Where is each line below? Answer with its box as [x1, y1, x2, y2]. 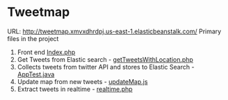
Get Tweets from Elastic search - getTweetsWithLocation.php [17, 55, 193, 63]
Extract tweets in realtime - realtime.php [17, 85, 133, 93]
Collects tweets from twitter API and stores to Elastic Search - [17, 62, 195, 71]
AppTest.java [17, 70, 55, 78]
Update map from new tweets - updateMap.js [17, 77, 148, 85]
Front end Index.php [17, 48, 76, 56]
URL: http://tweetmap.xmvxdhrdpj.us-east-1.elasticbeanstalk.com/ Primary [7, 27, 222, 35]
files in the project [7, 34, 59, 42]
